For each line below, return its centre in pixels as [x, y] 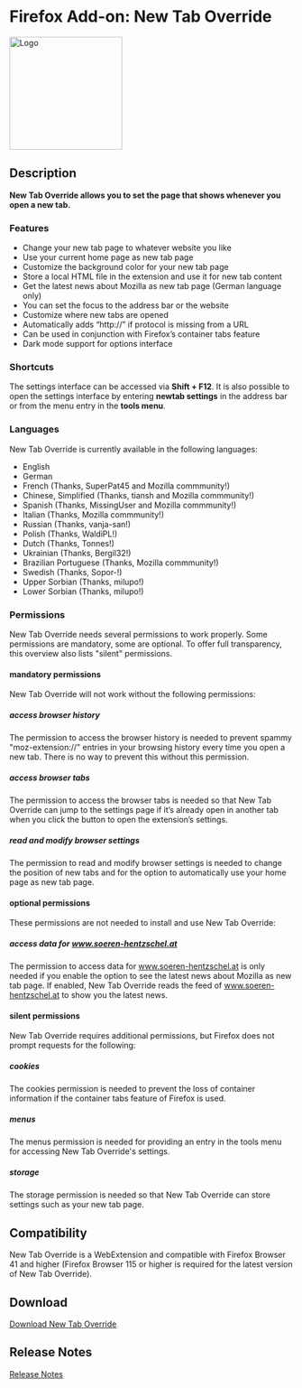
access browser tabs [50, 778]
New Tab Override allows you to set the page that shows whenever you [145, 195]
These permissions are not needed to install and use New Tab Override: [143, 923]
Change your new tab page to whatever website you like [127, 248]
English [36, 466]
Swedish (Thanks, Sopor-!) [72, 572]
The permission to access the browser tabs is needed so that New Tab [141, 800]
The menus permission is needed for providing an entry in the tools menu [146, 1142]
